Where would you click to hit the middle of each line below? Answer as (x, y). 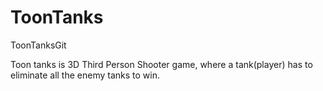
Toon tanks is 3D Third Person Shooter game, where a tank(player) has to (161, 64)
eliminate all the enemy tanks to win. (85, 75)
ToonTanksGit (38, 45)
